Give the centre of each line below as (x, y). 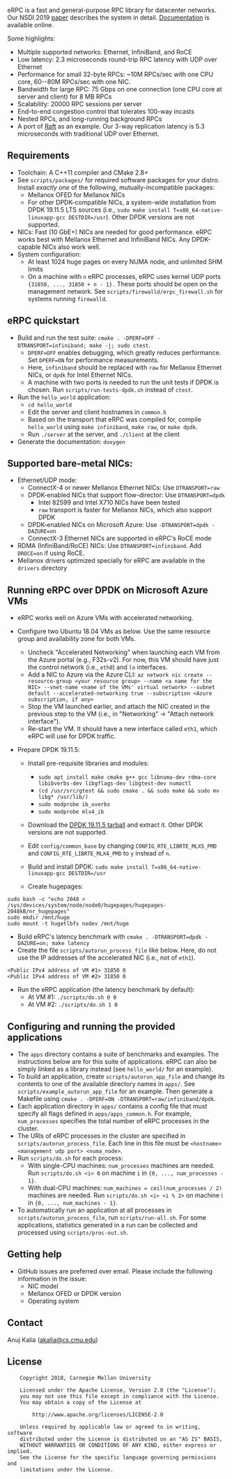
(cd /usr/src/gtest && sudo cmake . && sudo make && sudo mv (129, 791)
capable (29, 247)
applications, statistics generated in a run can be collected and (107, 1225)
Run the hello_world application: (64, 397)
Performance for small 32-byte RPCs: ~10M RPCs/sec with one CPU (115, 74)
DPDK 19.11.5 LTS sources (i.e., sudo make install (99, 210)
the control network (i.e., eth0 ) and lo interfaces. (98, 668)
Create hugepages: (55, 886)
